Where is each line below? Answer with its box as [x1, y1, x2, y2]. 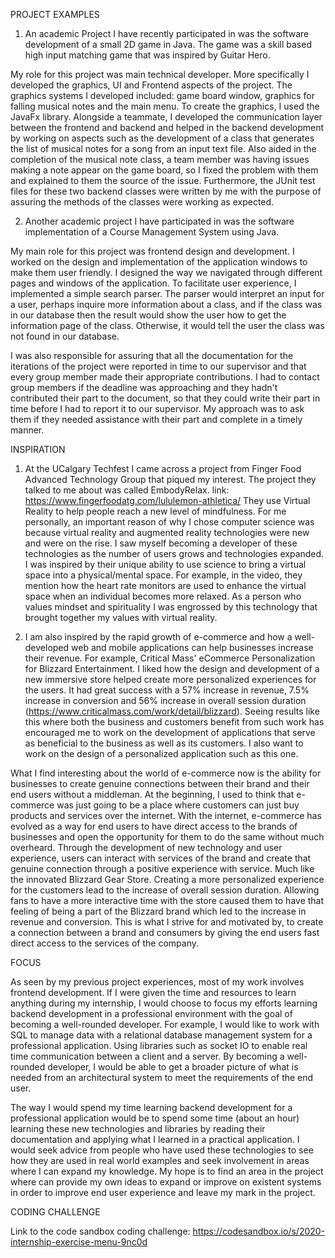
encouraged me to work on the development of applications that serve [24, 727, 316, 738]
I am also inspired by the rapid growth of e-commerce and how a [24, 631, 293, 643]
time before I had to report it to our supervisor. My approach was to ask [10, 403, 305, 414]
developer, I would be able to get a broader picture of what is [47, 1061, 299, 1073]
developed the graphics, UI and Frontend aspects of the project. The [10, 79, 293, 91]
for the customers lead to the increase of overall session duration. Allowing [10, 884, 320, 896]
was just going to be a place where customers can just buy [56, 799, 300, 811]
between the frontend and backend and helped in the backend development [10, 122, 325, 133]
